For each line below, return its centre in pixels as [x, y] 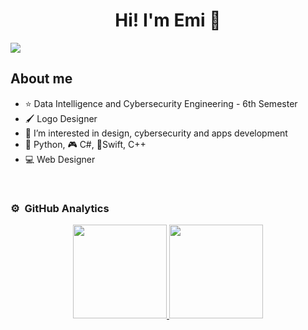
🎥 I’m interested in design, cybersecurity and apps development [156, 133]
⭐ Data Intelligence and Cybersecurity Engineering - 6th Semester [161, 103]
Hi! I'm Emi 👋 [168, 20]
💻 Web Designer [60, 159]
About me [41, 79]
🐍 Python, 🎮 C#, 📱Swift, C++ [85, 144]
